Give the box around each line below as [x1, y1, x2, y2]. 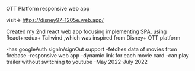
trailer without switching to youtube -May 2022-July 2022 [6, 59, 148, 65]
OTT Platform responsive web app [6, 5, 90, 12]
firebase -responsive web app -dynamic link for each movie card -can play [6, 52, 189, 59]
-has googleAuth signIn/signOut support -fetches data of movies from [6, 46, 177, 53]
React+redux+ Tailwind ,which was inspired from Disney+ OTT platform [6, 34, 181, 41]
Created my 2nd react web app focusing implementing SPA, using [6, 28, 167, 35]
